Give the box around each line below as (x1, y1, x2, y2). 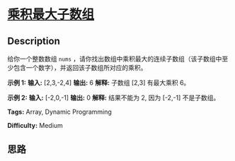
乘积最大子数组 (7, 6, 95, 23)
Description (7, 35, 60, 47)
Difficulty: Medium (7, 121, 64, 129)
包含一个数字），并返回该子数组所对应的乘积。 (13, 64, 147, 71)
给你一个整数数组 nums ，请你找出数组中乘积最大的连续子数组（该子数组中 (7, 54, 222, 63)
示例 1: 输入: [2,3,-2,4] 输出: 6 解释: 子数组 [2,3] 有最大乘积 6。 (7, 78, 190, 87)
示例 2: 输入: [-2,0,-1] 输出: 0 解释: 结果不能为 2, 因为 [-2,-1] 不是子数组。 (7, 93, 220, 102)
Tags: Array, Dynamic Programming (7, 107, 112, 116)
